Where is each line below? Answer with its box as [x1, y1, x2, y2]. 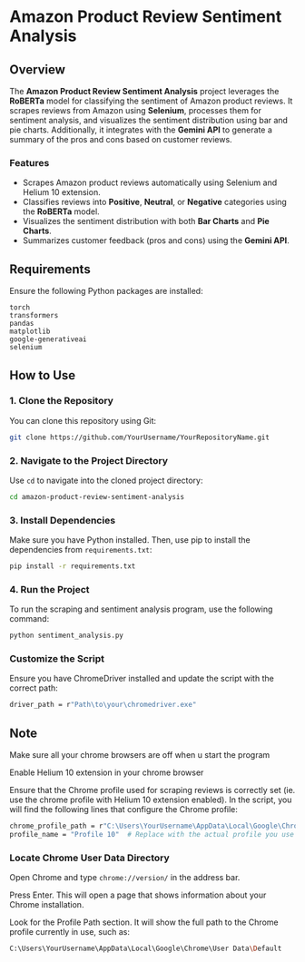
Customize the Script [9, 653, 104, 665]
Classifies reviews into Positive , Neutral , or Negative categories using [22, 197, 288, 208]
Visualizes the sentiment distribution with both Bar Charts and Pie [22, 216, 270, 227]
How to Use [9, 368, 76, 383]
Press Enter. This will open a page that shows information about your [9, 889, 267, 900]
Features [9, 156, 50, 169]
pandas [9, 319, 34, 329]
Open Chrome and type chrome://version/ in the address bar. [9, 872, 241, 883]
